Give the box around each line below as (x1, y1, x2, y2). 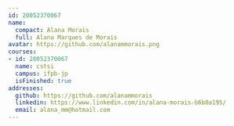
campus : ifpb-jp (15, 70, 68, 77)
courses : (8, 48, 37, 56)
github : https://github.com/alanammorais (15, 92, 153, 99)
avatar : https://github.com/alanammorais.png (8, 41, 159, 49)
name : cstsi (15, 63, 55, 70)
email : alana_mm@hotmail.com (15, 106, 111, 114)
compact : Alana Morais (15, 26, 90, 34)
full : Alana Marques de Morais (15, 33, 118, 41)
